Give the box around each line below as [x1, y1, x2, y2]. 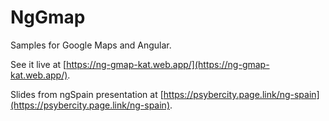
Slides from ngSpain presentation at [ [10, 88, 164, 100]
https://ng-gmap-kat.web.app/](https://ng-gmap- [66, 58, 270, 70]
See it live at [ [10, 58, 67, 70]
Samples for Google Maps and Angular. [10, 39, 172, 51]
